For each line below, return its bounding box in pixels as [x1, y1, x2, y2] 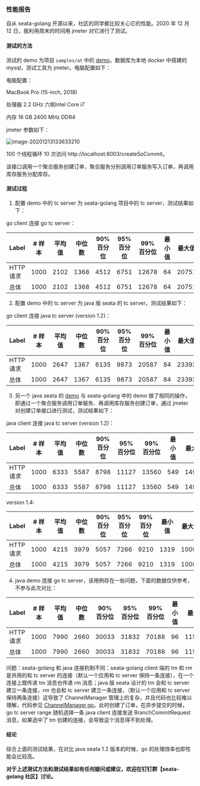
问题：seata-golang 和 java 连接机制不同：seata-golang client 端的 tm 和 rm [6, 664, 192, 671]
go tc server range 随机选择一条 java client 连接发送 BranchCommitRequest [6, 709, 191, 716]
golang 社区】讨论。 [6, 772, 57, 780]
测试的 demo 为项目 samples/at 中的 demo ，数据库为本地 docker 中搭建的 [6, 57, 187, 64]
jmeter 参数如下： [6, 126, 49, 133]
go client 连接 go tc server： [6, 219, 76, 227]
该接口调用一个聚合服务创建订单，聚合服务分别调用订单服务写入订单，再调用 [6, 162, 194, 170]
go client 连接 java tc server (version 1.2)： [6, 312, 111, 319]
